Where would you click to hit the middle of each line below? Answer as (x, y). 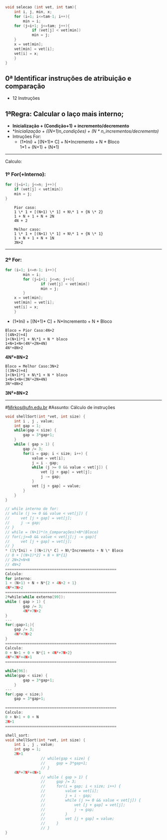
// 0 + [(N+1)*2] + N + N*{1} (37, 555)
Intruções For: (27, 136)
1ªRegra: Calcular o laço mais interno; (65, 114)
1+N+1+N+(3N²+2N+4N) (27, 379)
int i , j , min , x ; (33, 12)
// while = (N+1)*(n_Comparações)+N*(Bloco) (52, 532)
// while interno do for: (32, 509)
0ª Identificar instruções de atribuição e (68, 78)
